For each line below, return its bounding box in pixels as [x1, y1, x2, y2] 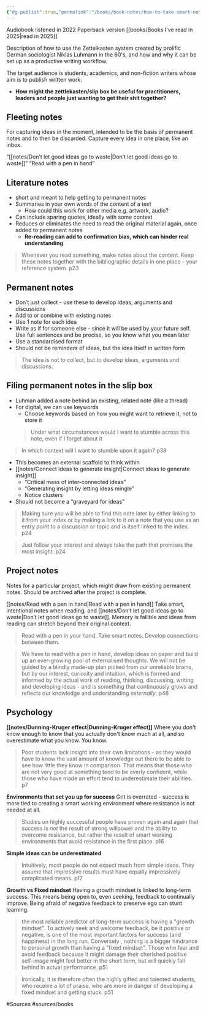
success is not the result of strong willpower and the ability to [21, 824, 177, 832]
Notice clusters [24, 491, 63, 498]
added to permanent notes [15, 227, 83, 234]
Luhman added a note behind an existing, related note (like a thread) [15, 397, 188, 404]
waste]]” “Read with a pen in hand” [6, 160, 95, 167]
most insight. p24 [21, 547, 66, 555]
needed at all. [6, 806, 41, 813]
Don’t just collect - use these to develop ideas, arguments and [15, 299, 173, 306]
